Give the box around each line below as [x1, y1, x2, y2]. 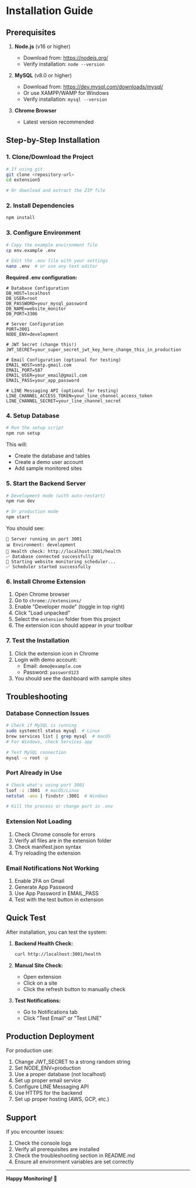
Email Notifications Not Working [6, 864, 99, 872]
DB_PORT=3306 [6, 311, 38, 317]
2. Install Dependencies [6, 202, 75, 210]
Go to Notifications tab [23, 1008, 78, 1015]
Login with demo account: [14, 656, 78, 663]
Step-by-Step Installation [6, 135, 100, 145]
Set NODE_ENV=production [14, 1064, 81, 1071]
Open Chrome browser [14, 590, 70, 598]
